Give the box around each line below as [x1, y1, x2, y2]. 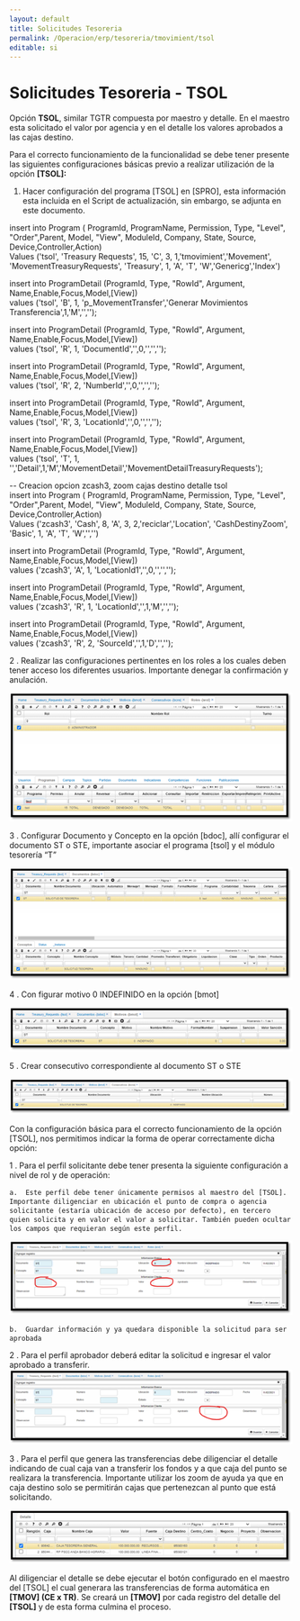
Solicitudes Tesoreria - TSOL [9, 83, 228, 104]
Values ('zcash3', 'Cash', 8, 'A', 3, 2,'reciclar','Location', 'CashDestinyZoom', [9, 519, 288, 530]
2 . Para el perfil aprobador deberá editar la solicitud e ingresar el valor [9, 1350, 271, 1361]
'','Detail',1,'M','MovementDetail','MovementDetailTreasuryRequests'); [9, 463, 263, 474]
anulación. [9, 675, 48, 685]
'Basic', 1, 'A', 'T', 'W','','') [9, 528, 99, 539]
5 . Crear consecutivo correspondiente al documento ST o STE [9, 1061, 242, 1072]
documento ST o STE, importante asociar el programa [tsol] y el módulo [9, 840, 276, 851]
